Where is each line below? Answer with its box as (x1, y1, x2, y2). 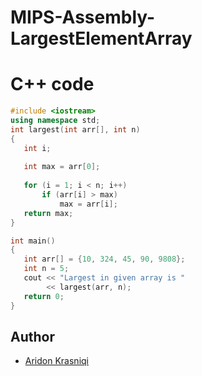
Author (10, 328, 55, 345)
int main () (10, 236, 56, 246)
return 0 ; (23, 291, 65, 301)
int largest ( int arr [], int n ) (10, 124, 141, 135)
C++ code (10, 73, 95, 96)
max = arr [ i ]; (59, 199, 118, 209)
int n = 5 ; (23, 264, 70, 274)
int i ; (23, 143, 52, 153)
